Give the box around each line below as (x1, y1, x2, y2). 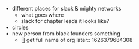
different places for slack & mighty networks (11, 5, 122, 12)
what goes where (20, 11, 64, 18)
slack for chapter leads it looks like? (20, 18, 110, 24)
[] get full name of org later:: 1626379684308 (20, 37, 133, 43)
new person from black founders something (11, 30, 120, 37)
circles (11, 24, 29, 31)
